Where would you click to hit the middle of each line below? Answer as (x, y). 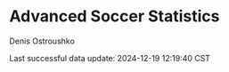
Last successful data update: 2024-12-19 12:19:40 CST (110, 58)
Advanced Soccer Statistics (114, 16)
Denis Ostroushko (42, 41)
